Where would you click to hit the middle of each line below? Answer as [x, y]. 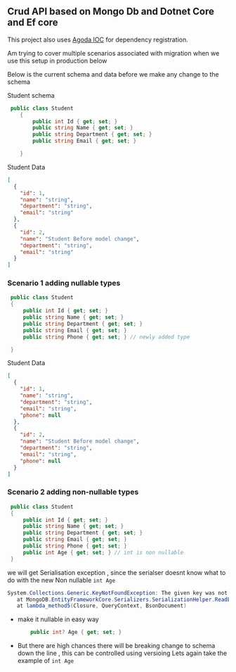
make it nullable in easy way [58, 619]
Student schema [31, 95]
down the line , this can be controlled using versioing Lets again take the [122, 653]
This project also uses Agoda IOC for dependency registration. [98, 39]
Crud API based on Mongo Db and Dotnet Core [111, 12]
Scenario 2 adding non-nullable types [73, 492]
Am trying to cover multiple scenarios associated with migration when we [113, 53]
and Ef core [33, 23]
